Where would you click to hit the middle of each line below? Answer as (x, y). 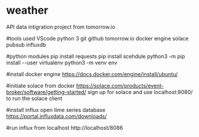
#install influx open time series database (56, 110)
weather (27, 10)
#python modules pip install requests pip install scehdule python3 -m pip (96, 56)
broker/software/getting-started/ (46, 92)
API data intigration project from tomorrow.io (61, 27)
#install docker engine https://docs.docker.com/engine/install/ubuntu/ (92, 74)
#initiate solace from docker (41, 85)
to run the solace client (34, 98)
